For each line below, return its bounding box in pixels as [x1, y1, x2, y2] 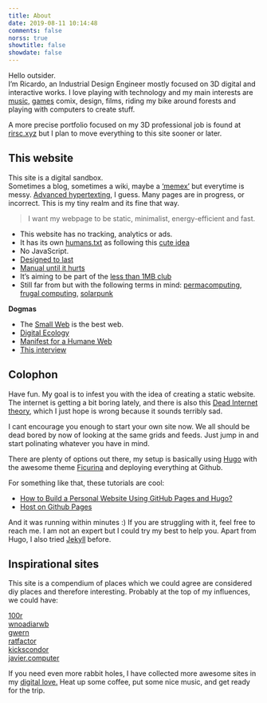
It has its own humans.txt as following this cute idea [19, 237, 190, 247]
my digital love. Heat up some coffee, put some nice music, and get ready [8, 677, 251, 687]
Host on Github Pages [19, 502, 92, 511]
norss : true [8, 34, 48, 42]
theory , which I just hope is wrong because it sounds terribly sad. [8, 406, 223, 416]
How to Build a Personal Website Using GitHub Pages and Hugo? [19, 493, 233, 503]
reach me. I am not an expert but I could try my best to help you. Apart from [8, 526, 257, 535]
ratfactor [8, 636, 37, 646]
